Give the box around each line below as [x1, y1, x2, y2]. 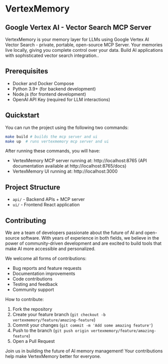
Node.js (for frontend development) [12, 91, 87, 97]
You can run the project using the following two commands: [5, 124, 129, 130]
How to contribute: [5, 297, 44, 302]
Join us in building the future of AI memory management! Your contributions [5, 348, 163, 354]
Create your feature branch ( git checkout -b [12, 312, 106, 317]
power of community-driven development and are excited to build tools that [5, 240, 162, 246]
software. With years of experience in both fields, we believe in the [21, 235, 159, 241]
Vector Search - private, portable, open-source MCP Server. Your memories [5, 42, 162, 48]
